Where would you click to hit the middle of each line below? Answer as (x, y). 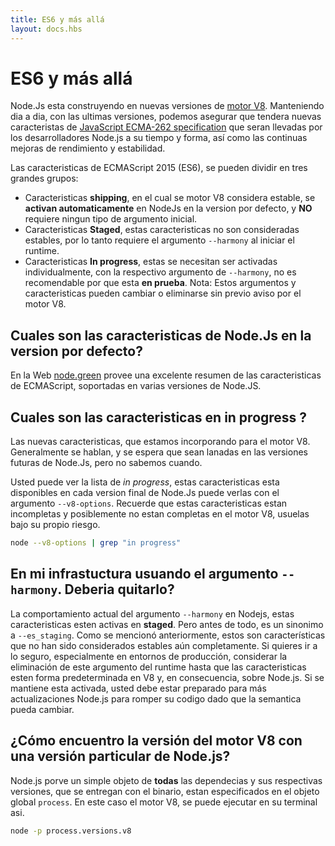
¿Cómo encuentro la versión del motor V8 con (156, 741)
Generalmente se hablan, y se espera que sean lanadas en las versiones (159, 452)
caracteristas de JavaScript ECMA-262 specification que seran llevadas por (166, 127)
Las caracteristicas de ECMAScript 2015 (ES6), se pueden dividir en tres (159, 168)
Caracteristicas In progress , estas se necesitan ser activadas (151, 262)
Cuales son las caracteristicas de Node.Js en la (161, 335)
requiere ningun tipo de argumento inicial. (111, 219)
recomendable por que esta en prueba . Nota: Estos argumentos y (160, 283)
